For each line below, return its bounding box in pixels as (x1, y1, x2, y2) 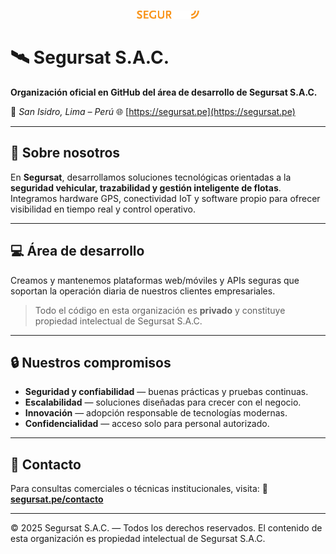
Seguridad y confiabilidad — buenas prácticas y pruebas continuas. (24, 386, 309, 398)
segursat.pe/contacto (10, 493, 104, 505)
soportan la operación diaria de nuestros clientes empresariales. (10, 285, 276, 297)
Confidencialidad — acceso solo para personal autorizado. (24, 418, 270, 430)
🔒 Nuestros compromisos (10, 354, 172, 371)
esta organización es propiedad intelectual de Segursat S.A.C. (10, 533, 266, 545)
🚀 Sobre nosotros (10, 145, 121, 162)
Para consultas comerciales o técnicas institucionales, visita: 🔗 (10, 483, 268, 495)
